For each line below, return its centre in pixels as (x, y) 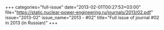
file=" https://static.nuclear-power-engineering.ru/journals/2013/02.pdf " (79, 12)
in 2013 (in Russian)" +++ (31, 23)
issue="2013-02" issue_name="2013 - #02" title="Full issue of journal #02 (82, 17)
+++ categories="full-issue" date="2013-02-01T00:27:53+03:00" (73, 7)
